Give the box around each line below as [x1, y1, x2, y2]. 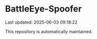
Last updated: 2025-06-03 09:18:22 [5, 19, 78, 25]
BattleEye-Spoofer [5, 3, 82, 14]
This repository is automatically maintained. [5, 28, 93, 34]
